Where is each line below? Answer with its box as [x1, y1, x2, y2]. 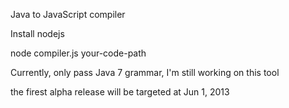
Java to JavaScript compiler [10, 9, 126, 20]
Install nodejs [10, 28, 65, 39]
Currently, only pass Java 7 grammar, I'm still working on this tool [10, 67, 280, 78]
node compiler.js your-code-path [10, 47, 147, 59]
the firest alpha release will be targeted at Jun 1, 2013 [10, 86, 230, 98]
